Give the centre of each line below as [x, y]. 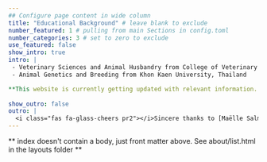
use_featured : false [43, 45]
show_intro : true [37, 52]
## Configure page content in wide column [79, 15]
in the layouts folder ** [45, 149]
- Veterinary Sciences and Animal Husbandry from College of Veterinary [135, 67]
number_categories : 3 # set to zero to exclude [89, 38]
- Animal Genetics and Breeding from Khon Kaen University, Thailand [129, 75]
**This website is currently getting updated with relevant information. [133, 89]
